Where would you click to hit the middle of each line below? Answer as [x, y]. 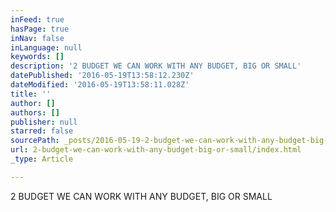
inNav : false [37, 38]
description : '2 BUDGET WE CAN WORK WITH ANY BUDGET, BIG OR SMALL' [156, 66]
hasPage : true [40, 29]
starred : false [42, 131]
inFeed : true [37, 19]
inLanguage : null [46, 47]
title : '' [31, 94]
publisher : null [44, 122]
